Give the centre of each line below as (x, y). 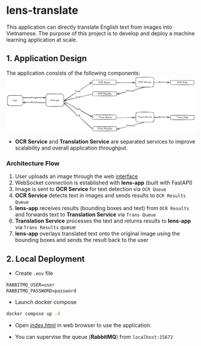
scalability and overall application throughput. (71, 148)
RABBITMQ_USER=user (31, 285)
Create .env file (34, 273)
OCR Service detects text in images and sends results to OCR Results (100, 196)
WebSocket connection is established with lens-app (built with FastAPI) (104, 183)
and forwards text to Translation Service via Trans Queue (85, 215)
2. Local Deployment (46, 259)
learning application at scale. (42, 40)
